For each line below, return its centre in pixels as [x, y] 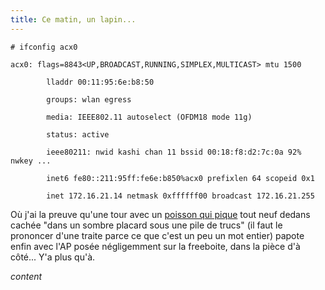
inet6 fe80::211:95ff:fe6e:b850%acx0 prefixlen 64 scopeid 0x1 [180, 178]
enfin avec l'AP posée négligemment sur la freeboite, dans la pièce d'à [155, 246]
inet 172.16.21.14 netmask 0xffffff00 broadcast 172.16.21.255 [180, 196]
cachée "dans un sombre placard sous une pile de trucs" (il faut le [146, 225]
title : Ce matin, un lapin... [73, 19]
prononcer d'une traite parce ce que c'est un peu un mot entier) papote [157, 235]
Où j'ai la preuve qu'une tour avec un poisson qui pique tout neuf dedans [160, 214]
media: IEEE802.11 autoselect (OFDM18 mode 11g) [149, 117]
